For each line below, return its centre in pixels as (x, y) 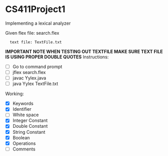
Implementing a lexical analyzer (38, 23)
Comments (24, 149)
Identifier (22, 109)
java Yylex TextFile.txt (35, 84)
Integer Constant (30, 121)
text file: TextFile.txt (36, 42)
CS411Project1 (35, 9)
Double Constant (30, 126)
